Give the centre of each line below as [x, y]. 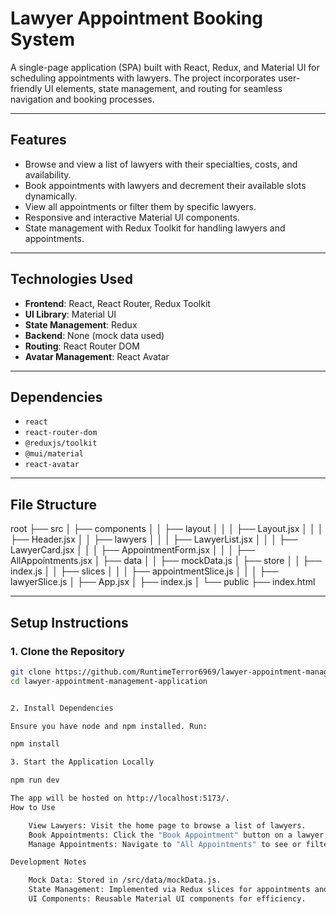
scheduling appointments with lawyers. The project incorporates [143, 78]
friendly [26, 88]
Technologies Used [71, 279]
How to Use [33, 807]
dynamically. [51, 196]
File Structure [53, 504]
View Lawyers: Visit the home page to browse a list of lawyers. [167, 825]
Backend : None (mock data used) [94, 335]
